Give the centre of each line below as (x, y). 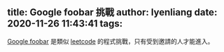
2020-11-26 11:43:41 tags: (65, 24)
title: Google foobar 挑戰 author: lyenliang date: (112, 12)
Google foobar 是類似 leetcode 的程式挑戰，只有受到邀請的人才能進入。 (111, 41)
